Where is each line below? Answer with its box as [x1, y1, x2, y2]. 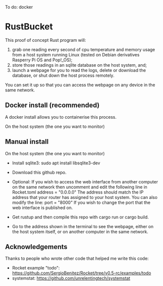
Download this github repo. [12, 169, 67, 175]
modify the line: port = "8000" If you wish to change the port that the [12, 199, 151, 205]
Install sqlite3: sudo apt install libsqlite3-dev [12, 160, 101, 166]
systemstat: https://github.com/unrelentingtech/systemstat [12, 275, 130, 281]
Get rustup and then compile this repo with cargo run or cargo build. [12, 214, 149, 220]
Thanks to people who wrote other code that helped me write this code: [5, 255, 149, 262]
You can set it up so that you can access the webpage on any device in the [5, 82, 156, 88]
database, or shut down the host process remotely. [12, 72, 114, 78]
